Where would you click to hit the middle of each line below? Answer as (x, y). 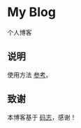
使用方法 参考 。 (30, 75)
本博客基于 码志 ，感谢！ (42, 117)
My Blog (31, 12)
